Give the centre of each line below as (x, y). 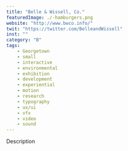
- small (27, 57)
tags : (13, 46)
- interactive (35, 62)
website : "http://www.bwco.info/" (50, 23)
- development (35, 79)
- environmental (38, 68)
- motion (28, 91)
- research (31, 96)
